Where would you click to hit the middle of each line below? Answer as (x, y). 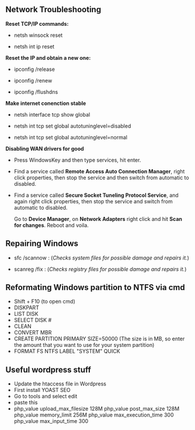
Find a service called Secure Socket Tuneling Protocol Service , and (96, 195)
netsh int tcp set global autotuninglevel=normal (71, 137)
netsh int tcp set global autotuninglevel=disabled (72, 126)
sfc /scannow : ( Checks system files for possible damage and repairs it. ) (101, 258)
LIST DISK (26, 314)
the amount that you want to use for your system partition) (84, 345)
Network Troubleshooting (53, 10)
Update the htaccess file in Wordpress (60, 384)
